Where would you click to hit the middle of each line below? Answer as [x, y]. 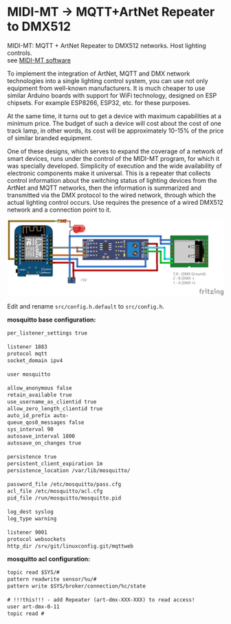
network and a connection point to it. [59, 210]
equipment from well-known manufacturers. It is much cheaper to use [106, 88]
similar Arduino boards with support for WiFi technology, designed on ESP [112, 95]
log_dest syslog [30, 512]
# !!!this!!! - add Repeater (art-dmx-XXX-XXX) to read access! [101, 600]
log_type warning [32, 519]
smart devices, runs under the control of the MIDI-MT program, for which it [113, 158]
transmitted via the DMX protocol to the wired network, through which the [112, 195]
